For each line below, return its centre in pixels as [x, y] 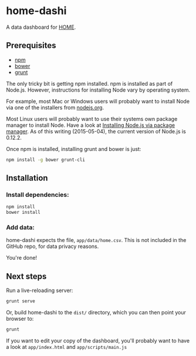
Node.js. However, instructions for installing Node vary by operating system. [98, 90]
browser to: [20, 319]
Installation [27, 178]
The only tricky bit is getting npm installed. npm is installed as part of [89, 83]
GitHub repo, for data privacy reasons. [53, 246]
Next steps [26, 276]
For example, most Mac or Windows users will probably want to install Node [98, 101]
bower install [23, 213]
